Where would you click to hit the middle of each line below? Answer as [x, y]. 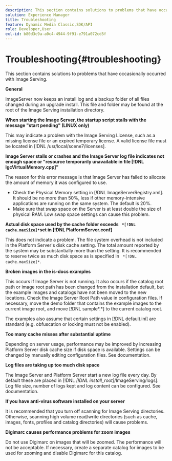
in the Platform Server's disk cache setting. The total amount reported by [82, 245]
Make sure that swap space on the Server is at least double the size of [87, 209]
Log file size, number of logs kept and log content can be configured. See [83, 385]
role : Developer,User [28, 29]
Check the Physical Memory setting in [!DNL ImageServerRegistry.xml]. [88, 192]
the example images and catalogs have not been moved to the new [76, 292]
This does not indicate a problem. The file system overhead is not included [84, 239]
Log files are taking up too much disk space [52, 365]
